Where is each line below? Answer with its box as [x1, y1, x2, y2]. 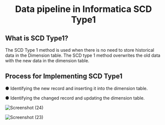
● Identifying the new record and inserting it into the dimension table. [5, 85, 148, 91]
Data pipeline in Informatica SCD [14, 3, 153, 15]
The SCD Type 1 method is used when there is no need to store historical [5, 47, 155, 53]
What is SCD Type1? [5, 34, 69, 42]
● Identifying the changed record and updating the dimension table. [5, 95, 145, 101]
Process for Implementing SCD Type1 [5, 72, 123, 81]
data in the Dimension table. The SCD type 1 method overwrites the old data [5, 52, 161, 58]
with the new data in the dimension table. [5, 58, 89, 63]
